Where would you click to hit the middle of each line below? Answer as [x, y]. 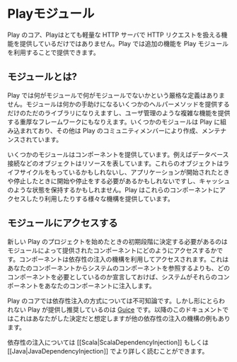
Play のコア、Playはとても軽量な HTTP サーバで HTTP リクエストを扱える [114, 35]
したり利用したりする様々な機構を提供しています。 [100, 199]
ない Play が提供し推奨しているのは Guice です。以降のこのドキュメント [118, 309]
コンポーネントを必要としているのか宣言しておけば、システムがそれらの [112, 276]
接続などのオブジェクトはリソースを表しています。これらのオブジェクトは [115, 163]
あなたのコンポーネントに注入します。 [100, 286]
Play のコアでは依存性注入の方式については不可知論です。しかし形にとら [113, 300]
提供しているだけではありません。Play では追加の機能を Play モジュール [124, 43]
